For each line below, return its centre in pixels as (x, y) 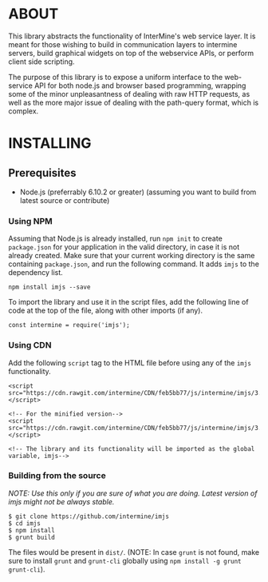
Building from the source (57, 476)
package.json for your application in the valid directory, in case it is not (124, 247)
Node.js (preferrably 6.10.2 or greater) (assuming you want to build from (138, 192)
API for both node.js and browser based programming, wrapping (140, 86)
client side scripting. (41, 62)
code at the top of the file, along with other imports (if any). (106, 311)
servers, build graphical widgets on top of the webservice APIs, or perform (131, 53)
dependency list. (36, 273)
